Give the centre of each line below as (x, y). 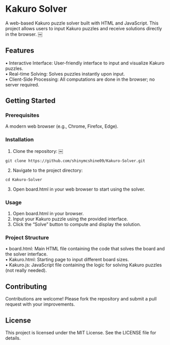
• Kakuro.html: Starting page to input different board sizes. (67, 260)
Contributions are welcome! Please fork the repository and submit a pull (81, 299)
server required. (22, 84)
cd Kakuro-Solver (24, 179)
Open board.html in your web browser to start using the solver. (79, 189)
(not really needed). (26, 270)
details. (13, 338)
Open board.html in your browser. (48, 214)
